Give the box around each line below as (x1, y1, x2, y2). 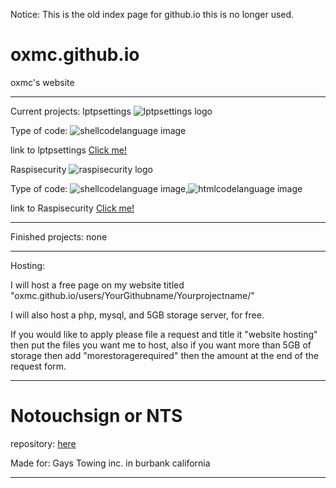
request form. (10, 360, 67, 372)
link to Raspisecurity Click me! (10, 202, 135, 214)
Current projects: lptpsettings (10, 105, 132, 117)
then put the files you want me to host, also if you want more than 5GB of (10, 339, 312, 351)
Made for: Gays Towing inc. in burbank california (10, 457, 211, 469)
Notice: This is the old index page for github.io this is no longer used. (10, 9, 295, 20)
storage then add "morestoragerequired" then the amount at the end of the (10, 349, 319, 361)
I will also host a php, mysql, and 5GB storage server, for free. (10, 309, 265, 321)
